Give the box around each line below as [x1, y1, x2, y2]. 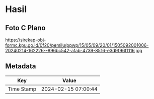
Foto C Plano [5, 24, 46, 32]
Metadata [5, 62, 36, 71]
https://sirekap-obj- [5, 37, 46, 43]
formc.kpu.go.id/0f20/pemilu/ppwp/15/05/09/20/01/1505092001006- [5, 42, 149, 48]
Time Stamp [8, 85, 37, 92]
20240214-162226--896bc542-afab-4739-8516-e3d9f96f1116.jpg [5, 48, 142, 53]
